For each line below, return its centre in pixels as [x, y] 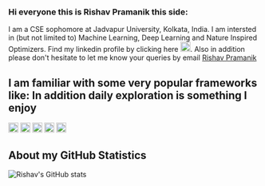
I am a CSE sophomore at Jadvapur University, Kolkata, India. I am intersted [132, 30]
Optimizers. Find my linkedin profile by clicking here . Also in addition [127, 49]
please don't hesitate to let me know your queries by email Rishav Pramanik [132, 57]
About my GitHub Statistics [77, 155]
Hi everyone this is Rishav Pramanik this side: [98, 12]
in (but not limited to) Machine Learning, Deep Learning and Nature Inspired [133, 38]
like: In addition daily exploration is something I [128, 95]
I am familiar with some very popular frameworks [133, 83]
